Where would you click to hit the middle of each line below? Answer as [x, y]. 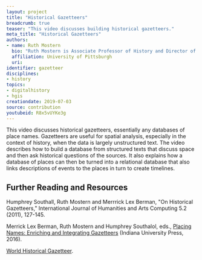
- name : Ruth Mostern [34, 46]
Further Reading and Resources [67, 187]
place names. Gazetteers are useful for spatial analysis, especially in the [96, 136]
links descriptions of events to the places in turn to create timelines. [91, 168]
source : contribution [34, 107]
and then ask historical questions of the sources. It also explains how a [94, 156]
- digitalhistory [28, 90]
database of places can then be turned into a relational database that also [98, 162]
